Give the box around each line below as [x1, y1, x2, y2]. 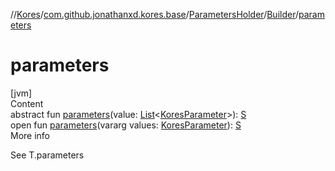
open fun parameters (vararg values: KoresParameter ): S [10, 119, 242, 131]
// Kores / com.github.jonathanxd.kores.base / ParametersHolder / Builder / [10, 9, 300, 20]
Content [10, 97, 44, 109]
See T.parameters [10, 149, 85, 161]
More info [10, 129, 51, 141]
